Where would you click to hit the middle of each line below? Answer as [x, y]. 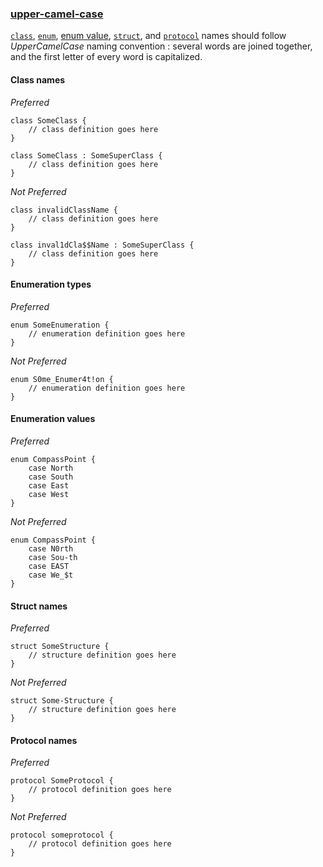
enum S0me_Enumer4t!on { [62, 379]
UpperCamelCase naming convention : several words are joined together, [161, 46]
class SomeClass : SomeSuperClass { [86, 155]
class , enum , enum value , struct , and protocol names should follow [148, 36]
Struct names [39, 606]
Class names [38, 79]
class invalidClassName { [64, 210]
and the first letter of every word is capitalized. [106, 57]
